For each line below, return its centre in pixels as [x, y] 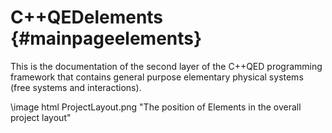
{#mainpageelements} [106, 38]
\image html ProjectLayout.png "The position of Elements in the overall [156, 107]
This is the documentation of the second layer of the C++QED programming [166, 66]
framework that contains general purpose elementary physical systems [157, 77]
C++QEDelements [87, 17]
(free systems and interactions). [76, 87]
